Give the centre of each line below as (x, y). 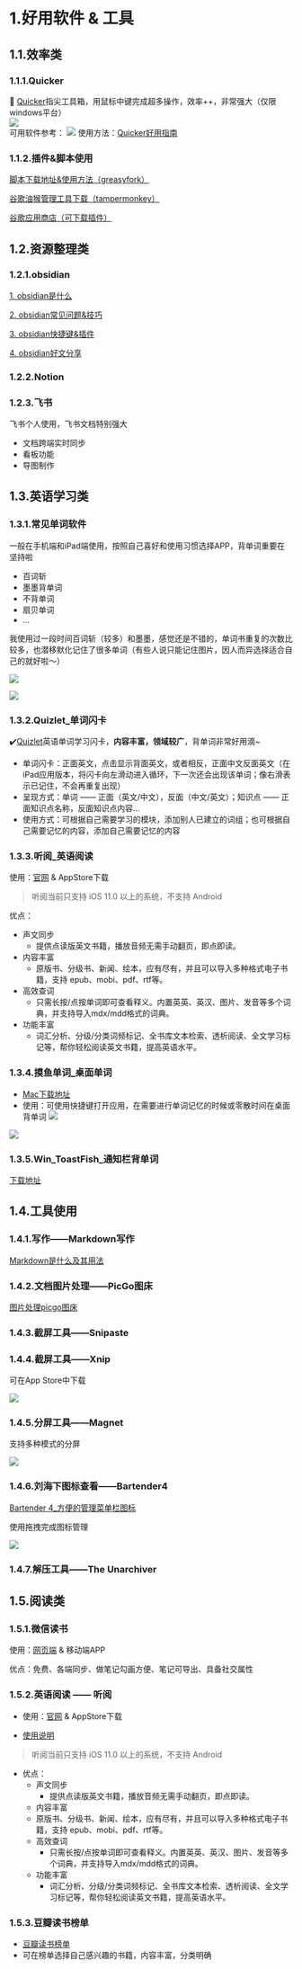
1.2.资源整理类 (49, 249)
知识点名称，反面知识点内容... (85, 808)
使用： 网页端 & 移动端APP (58, 1650)
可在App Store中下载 (48, 1380)
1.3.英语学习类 (49, 497)
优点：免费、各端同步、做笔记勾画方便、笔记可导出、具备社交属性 (131, 1670)
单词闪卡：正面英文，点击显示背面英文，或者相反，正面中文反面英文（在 (156, 763)
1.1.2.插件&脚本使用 (51, 158)
